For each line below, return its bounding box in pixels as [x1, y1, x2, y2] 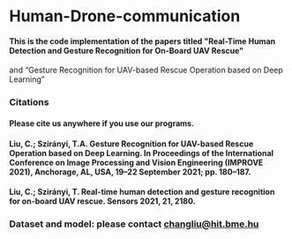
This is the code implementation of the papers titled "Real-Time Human [9, 35, 276, 46]
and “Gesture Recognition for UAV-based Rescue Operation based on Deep [9, 64, 284, 76]
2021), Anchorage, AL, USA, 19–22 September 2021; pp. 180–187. [9, 166, 251, 177]
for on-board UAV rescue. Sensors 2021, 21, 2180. [9, 196, 196, 206]
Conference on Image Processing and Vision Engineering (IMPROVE [9, 157, 264, 168]
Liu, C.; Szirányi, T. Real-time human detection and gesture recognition [9, 187, 275, 198]
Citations [9, 96, 49, 108]
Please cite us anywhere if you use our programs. [9, 117, 195, 129]
